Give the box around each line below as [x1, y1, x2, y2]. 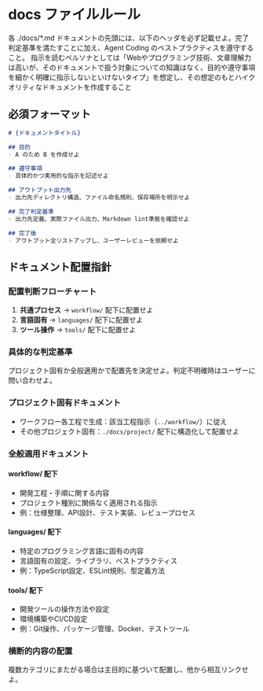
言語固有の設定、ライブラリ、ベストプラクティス [19, 556, 178, 565]
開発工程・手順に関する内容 [19, 488, 110, 497]
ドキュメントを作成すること [42, 82, 132, 91]
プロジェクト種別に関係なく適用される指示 [19, 497, 158, 507]
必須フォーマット [8, 108, 91, 121]
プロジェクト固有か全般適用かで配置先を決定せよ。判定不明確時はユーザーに [8, 366, 256, 375]
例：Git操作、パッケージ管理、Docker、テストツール [19, 624, 190, 634]
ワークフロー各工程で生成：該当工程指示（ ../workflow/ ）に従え [19, 416, 228, 426]
